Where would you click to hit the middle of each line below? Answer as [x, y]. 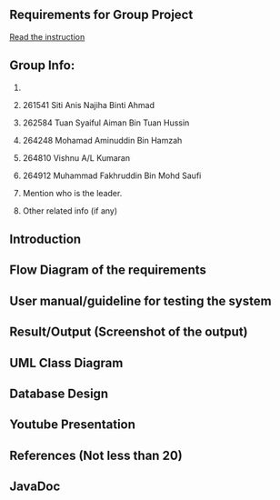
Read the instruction [47, 36]
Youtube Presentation [73, 425]
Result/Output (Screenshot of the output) [129, 332]
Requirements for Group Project [101, 15]
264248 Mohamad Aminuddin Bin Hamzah [102, 140]
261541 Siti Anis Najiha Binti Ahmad [88, 105]
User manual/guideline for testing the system [140, 300]
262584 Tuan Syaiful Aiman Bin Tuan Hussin [106, 123]
